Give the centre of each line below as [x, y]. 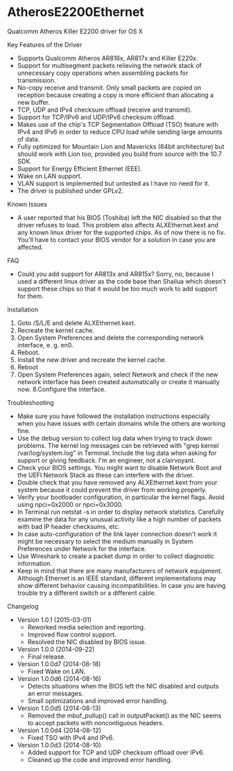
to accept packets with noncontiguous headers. [96, 722]
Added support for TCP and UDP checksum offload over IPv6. [116, 752]
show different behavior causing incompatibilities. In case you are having [121, 585]
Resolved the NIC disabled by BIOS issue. [87, 641]
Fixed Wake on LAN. [57, 671]
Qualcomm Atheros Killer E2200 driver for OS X [75, 31]
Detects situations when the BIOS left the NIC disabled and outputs [123, 686]
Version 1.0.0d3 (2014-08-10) [59, 745]
